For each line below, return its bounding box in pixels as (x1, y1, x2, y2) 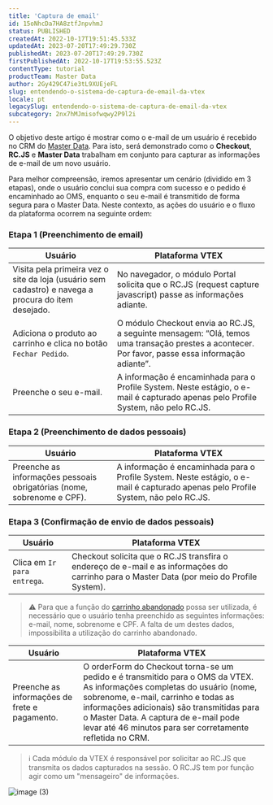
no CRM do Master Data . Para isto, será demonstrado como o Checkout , (8, 141, 252, 150)
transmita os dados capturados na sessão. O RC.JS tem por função (28, 762, 254, 772)
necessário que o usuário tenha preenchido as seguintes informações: (28, 611, 265, 620)
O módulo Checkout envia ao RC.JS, (116, 318, 255, 329)
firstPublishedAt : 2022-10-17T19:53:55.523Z (8, 58, 162, 66)
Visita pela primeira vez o (12, 263, 109, 275)
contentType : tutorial (8, 65, 85, 73)
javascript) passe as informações (116, 289, 244, 301)
